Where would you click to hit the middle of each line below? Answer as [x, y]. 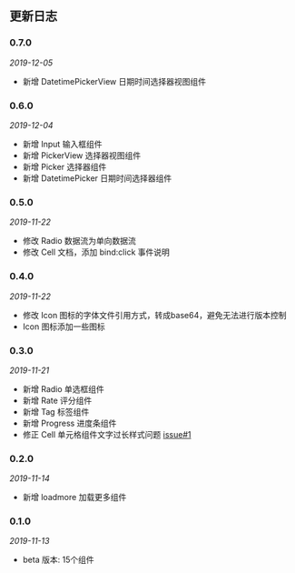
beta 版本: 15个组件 [58, 560]
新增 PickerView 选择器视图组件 [82, 155]
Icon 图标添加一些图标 [64, 327]
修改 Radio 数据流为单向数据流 [79, 241]
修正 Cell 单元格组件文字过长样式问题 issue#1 [107, 434]
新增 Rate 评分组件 [57, 400]
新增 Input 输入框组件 [62, 144]
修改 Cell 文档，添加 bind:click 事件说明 [96, 252]
